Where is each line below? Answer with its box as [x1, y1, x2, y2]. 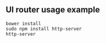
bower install [5, 20, 42, 26]
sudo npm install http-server [5, 26, 82, 32]
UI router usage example [5, 5, 101, 15]
